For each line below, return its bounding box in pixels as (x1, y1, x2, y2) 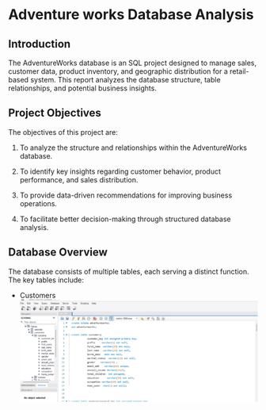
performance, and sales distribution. (19, 174, 139, 184)
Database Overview (8, 246, 108, 259)
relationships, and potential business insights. (8, 83, 157, 93)
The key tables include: (8, 275, 85, 285)
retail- (229, 67, 249, 76)
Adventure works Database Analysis (8, 6, 254, 24)
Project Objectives (8, 106, 101, 120)
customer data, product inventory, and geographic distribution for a (8, 67, 228, 76)
